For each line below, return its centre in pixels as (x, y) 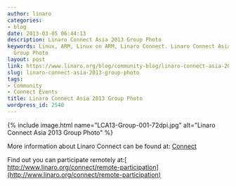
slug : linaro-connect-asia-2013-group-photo (73, 72)
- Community (25, 86)
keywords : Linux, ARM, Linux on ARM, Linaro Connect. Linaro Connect (111, 46)
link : (15, 66)
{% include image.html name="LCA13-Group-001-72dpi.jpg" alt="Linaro (111, 125)
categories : (25, 20)
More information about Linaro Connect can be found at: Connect (102, 146)
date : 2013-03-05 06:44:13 (47, 33)
